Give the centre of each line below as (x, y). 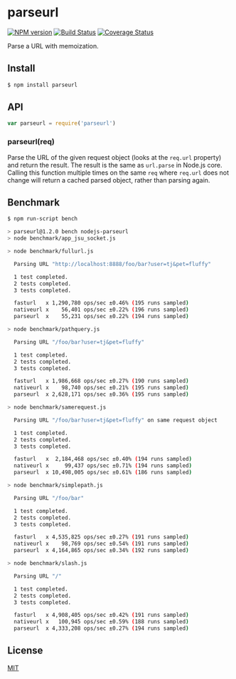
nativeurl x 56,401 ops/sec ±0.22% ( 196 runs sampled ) (102, 310)
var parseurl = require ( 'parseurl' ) (61, 123)
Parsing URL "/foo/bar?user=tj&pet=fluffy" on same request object (116, 420)
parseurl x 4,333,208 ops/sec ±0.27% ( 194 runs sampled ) (102, 628)
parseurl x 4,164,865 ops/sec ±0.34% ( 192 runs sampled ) (102, 551)
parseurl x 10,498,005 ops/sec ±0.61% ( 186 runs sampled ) (103, 473)
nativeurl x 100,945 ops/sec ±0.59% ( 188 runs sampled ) (102, 622)
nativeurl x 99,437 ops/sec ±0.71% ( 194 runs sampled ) (103, 466)
